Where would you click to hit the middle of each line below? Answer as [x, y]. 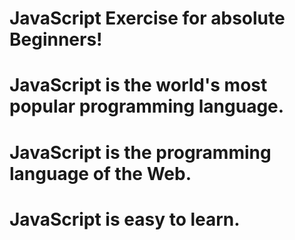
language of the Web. [100, 173]
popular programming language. [147, 106]
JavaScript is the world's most [138, 85]
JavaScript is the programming [140, 152]
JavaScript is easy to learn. [125, 219]
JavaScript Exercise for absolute [147, 18]
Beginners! [56, 39]
